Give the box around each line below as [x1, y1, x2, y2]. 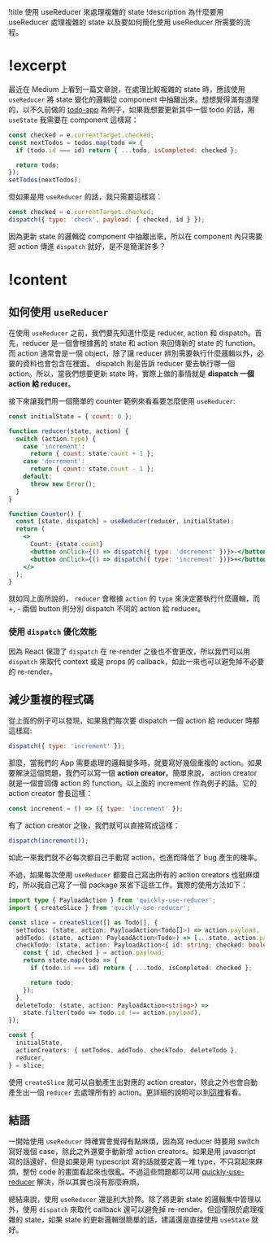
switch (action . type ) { [15, 435, 96, 443]
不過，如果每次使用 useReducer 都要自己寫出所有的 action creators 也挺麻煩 [8, 870, 260, 880]
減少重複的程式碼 [8, 693, 94, 706]
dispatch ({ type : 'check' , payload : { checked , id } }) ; [8, 216, 206, 224]
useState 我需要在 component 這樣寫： [8, 115, 140, 125]
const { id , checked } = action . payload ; [23, 949, 165, 957]
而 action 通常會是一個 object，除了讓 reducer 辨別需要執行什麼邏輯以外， [8, 348, 258, 358]
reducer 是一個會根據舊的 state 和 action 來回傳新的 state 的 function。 [22, 338, 260, 348]
